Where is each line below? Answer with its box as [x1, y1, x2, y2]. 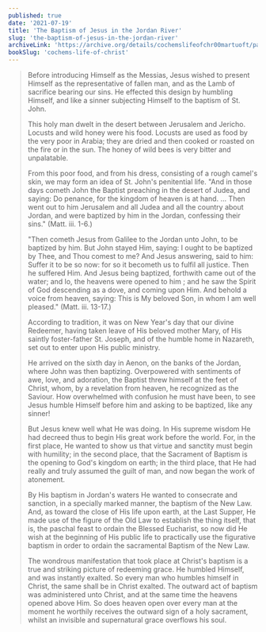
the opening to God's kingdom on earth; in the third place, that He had [27, 458, 257, 467]
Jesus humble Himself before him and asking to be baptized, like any [27, 400, 253, 410]
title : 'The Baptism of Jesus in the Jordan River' [8, 26, 182, 34]
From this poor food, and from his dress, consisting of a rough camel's [27, 168, 258, 178]
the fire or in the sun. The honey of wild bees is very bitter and [27, 145, 231, 154]
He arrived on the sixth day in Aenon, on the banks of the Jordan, [27, 358, 241, 368]
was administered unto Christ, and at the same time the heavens [27, 590, 238, 599]
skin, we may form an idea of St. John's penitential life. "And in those [27, 177, 253, 187]
